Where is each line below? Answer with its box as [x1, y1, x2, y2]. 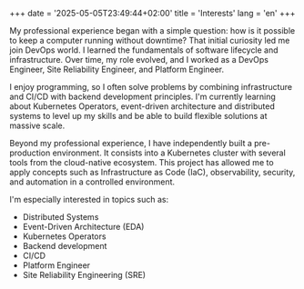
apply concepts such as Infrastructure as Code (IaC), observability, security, [9, 167, 296, 177]
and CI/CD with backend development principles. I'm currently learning [9, 91, 276, 102]
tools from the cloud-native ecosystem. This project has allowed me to [9, 157, 275, 167]
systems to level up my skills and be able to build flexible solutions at [9, 111, 268, 121]
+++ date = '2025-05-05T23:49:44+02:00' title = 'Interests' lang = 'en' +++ [9, 8, 296, 18]
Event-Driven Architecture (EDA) [22, 222, 145, 232]
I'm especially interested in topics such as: [9, 194, 169, 204]
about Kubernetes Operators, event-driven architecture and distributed [9, 101, 276, 112]
